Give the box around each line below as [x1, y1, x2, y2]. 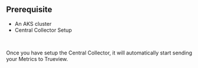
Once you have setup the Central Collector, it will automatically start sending [6, 49, 193, 56]
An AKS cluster [14, 20, 52, 27]
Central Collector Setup [14, 26, 72, 33]
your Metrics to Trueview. [6, 55, 69, 62]
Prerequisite [6, 5, 53, 15]
